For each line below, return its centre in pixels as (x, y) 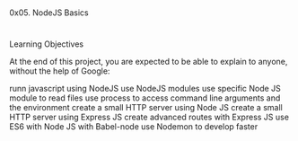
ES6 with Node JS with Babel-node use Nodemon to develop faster (134, 127)
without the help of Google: (60, 71)
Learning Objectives (46, 44)
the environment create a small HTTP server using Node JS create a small (146, 108)
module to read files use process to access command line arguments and (145, 98)
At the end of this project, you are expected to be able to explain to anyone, (149, 62)
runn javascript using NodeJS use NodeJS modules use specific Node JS (145, 89)
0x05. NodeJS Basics (49, 13)
